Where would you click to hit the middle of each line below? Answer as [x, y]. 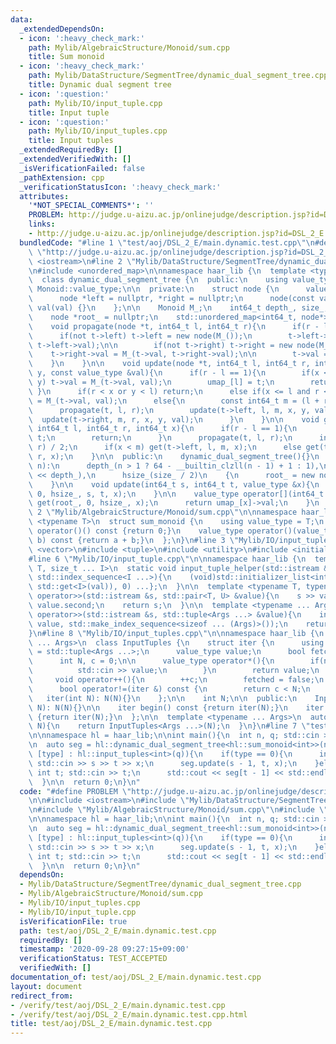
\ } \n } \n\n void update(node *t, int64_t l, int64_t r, [169, 364]
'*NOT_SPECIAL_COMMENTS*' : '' [91, 206]
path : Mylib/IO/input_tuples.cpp [98, 131]
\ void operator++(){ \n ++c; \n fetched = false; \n [176, 680]
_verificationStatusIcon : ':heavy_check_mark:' [120, 187]
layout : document [46, 986]
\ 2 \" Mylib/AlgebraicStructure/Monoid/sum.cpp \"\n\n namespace [163, 512]
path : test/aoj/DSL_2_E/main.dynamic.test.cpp [118, 931]
